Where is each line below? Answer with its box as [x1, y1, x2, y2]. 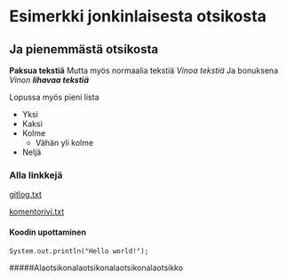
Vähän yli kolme [35, 138, 94, 148]
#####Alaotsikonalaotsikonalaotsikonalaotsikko [9, 262, 184, 273]
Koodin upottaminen [9, 227, 87, 237]
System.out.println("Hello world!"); [9, 246, 149, 255]
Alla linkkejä [9, 169, 63, 181]
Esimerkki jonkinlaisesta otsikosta [9, 6, 267, 27]
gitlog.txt [9, 189, 43, 200]
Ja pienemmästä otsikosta [9, 42, 158, 57]
